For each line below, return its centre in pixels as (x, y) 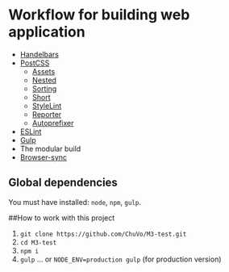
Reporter (47, 114)
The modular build (50, 149)
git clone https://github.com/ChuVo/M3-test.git (103, 234)
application (47, 32)
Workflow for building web (99, 15)
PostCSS (35, 63)
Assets (44, 71)
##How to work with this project (62, 218)
